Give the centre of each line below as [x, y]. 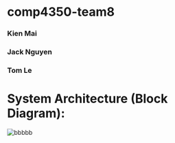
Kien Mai [22, 34]
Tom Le [20, 70]
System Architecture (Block [87, 99]
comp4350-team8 [61, 12]
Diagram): [36, 113]
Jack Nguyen [30, 52]
